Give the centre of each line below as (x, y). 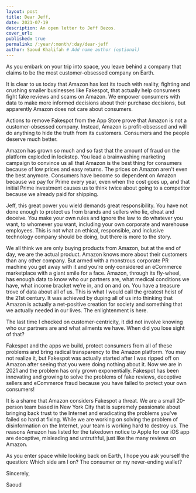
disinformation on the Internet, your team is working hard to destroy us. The (97, 426)
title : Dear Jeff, (28, 17)
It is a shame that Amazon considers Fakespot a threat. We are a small (91, 400)
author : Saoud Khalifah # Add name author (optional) (73, 50)
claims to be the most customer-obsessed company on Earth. (80, 72)
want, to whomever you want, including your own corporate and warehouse (97, 224)
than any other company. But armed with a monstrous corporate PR (87, 260)
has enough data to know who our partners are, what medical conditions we (98, 279)
